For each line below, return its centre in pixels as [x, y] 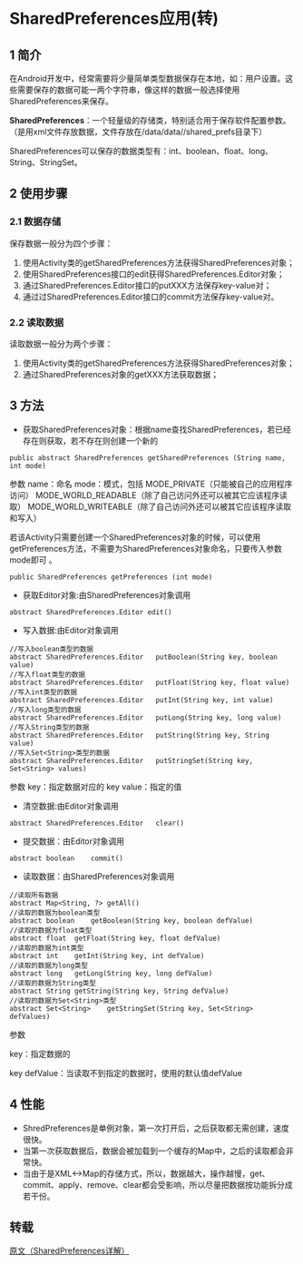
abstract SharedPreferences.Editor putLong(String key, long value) [146, 718]
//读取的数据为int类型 [47, 948]
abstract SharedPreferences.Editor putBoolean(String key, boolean [144, 657]
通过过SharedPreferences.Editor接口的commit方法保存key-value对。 [151, 297]
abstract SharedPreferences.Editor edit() [91, 612]
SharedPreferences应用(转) [114, 19]
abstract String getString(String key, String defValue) [119, 991]
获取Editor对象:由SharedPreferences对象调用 [107, 594]
